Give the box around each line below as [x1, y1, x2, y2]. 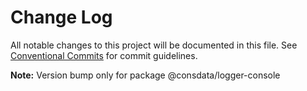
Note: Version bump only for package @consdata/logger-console [10, 69, 281, 81]
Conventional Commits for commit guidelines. [10, 49, 198, 61]
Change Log [10, 6, 113, 29]
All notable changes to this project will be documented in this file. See [10, 39, 298, 51]
